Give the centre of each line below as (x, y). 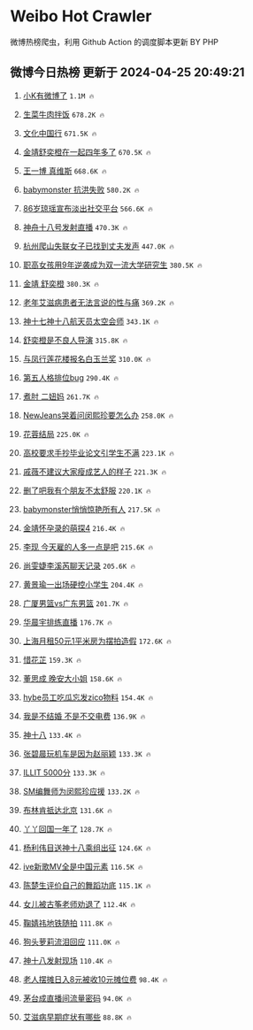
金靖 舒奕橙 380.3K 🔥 (61, 283)
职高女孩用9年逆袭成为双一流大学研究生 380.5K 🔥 (112, 265)
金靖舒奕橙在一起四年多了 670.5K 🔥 (87, 151)
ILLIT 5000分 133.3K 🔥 (64, 772)
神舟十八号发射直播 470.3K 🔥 (75, 227)
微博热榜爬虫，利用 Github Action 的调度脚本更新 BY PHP (115, 42)
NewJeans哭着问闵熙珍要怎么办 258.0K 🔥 (98, 415)
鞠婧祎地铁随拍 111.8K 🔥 (68, 923)
